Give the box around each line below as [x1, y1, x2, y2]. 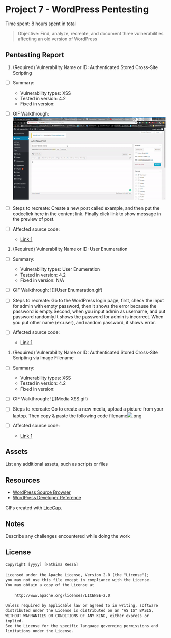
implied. [5, 618, 24, 623]
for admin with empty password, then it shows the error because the [12, 303, 157, 309]
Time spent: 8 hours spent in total [5, 20, 76, 27]
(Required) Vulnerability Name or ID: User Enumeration [12, 246, 128, 253]
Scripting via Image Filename [12, 355, 74, 361]
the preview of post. [12, 216, 55, 222]
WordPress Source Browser [12, 489, 71, 495]
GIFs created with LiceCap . [5, 505, 62, 511]
